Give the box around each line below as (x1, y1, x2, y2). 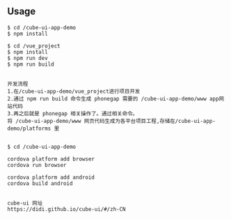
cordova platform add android (7, 174, 95, 181)
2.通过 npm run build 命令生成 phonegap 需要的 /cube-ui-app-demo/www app (7, 95, 219, 102)
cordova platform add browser (7, 155, 95, 163)
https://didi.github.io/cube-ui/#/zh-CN (7, 205, 127, 212)
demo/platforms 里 (7, 125, 60, 132)
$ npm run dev (7, 54, 49, 61)
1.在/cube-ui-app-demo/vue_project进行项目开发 (7, 87, 141, 95)
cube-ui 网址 (7, 199, 43, 207)
